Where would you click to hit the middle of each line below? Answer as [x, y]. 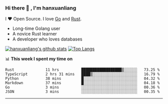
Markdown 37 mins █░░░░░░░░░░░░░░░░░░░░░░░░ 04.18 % [82, 83]
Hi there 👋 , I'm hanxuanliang [41, 8]
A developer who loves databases [47, 39]
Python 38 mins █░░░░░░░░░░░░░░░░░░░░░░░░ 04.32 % [82, 79]
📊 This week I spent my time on [39, 59]
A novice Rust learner [35, 34]
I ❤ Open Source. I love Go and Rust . [43, 19]
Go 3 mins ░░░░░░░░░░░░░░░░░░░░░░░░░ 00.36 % [82, 87]
